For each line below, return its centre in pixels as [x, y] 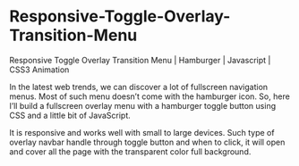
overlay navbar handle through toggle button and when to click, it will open [147, 142]
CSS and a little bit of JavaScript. [70, 115]
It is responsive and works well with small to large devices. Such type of [142, 132]
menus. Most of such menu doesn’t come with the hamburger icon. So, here [150, 96]
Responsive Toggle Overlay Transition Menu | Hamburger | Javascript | [140, 60]
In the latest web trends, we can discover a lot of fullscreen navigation [139, 87]
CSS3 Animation [39, 70]
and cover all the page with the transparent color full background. [130, 151]
